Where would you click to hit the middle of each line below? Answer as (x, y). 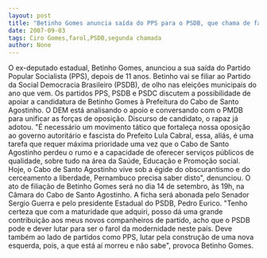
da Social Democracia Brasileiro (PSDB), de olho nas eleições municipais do (132, 85)
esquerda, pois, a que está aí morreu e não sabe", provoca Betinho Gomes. (131, 246)
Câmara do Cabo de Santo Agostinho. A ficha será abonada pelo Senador (129, 195)
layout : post (30, 16)
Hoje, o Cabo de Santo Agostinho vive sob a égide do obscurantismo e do (129, 170)
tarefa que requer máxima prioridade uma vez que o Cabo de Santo (119, 144)
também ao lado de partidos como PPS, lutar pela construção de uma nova (131, 237)
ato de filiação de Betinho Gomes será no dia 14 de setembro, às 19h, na (126, 186)
